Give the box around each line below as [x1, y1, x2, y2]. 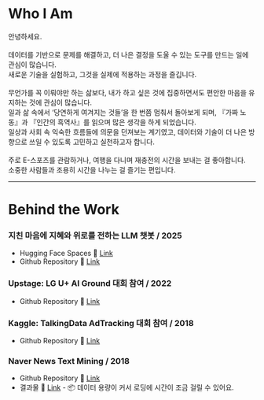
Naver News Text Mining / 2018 [8, 355, 130, 366]
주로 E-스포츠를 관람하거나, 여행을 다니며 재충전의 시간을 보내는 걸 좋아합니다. [8, 155, 246, 165]
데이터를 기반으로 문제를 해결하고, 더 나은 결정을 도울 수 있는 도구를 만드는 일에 [8, 50, 249, 59]
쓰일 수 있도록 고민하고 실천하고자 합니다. [28, 137, 156, 146]
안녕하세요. [8, 31, 42, 41]
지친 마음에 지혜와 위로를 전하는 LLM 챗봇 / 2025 [8, 230, 182, 241]
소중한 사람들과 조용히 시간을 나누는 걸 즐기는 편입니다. [8, 165, 176, 174]
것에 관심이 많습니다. [28, 98, 93, 107]
